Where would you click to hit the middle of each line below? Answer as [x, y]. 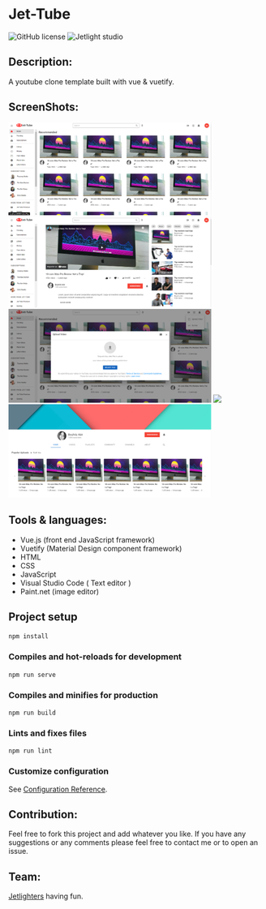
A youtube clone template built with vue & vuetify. [91, 81]
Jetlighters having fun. [46, 896]
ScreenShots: [44, 107]
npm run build [32, 713]
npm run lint [30, 751]
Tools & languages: [58, 520]
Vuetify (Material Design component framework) [101, 548]
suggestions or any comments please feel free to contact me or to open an [133, 843]
